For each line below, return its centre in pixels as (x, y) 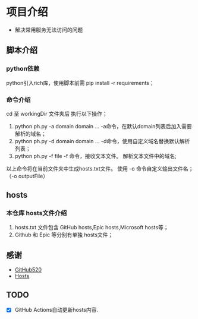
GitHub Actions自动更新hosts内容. (56, 310)
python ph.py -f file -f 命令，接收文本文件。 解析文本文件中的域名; (95, 156)
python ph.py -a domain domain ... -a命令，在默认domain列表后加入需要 (103, 126)
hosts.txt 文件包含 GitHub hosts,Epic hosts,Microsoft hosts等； (92, 227)
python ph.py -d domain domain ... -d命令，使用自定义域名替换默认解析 (102, 141)
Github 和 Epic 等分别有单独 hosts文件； (64, 235)
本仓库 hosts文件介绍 (37, 213)
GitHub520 (28, 270)
